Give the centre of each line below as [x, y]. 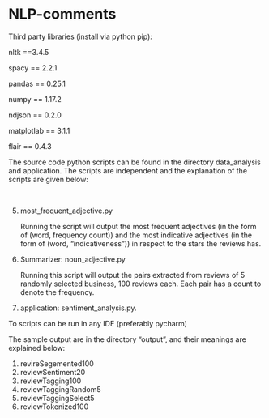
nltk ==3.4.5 [29, 52]
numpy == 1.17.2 [35, 99]
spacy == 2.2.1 [33, 68]
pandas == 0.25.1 [37, 83]
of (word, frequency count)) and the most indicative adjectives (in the [136, 235]
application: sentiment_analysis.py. [78, 308]
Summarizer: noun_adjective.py [73, 259]
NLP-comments [62, 14]
